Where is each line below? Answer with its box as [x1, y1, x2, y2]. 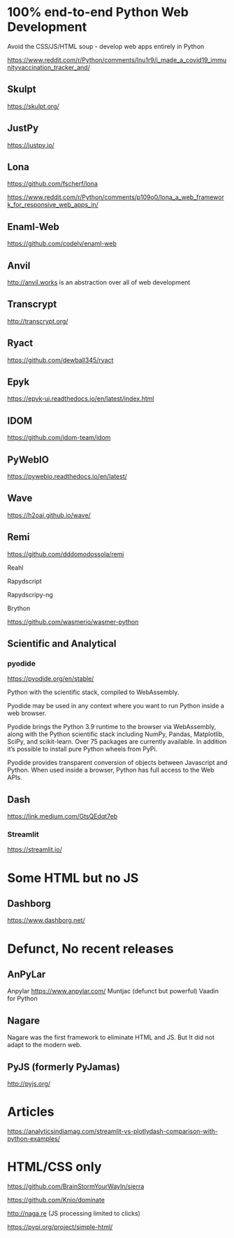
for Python [7, 994, 38, 1003]
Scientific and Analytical [7, 638, 117, 650]
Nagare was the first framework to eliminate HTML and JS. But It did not [7, 1033, 215, 1042]
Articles [7, 1104, 54, 1120]
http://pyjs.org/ [7, 1079, 51, 1088]
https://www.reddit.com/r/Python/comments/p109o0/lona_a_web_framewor [7, 193, 225, 201]
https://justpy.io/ [7, 141, 54, 149]
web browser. [7, 709, 47, 717]
